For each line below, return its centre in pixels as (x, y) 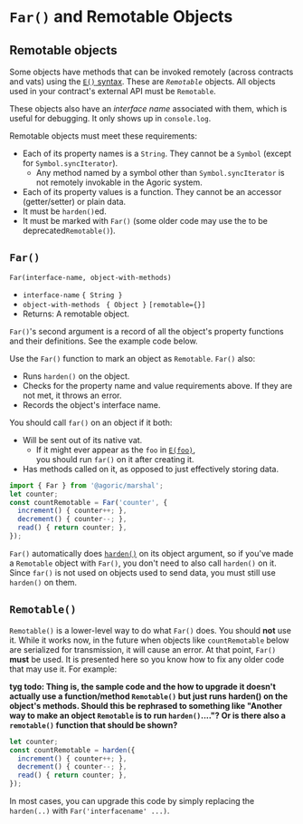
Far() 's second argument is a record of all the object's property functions (147, 331)
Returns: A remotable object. (76, 314)
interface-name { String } (72, 295)
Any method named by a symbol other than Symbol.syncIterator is (160, 173)
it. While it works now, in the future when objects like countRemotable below (149, 640)
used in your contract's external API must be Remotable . (113, 91)
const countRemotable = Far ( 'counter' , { (89, 502)
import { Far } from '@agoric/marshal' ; (87, 485)
